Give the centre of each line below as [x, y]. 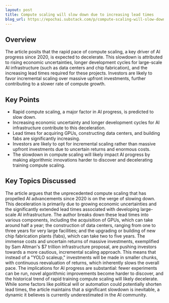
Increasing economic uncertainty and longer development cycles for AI [86, 122]
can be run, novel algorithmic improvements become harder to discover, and [84, 273]
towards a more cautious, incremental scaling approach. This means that [81, 252]
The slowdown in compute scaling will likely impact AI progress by [81, 155]
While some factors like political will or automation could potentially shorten [83, 284]
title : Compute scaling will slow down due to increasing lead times [80, 15]
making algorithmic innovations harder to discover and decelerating [82, 160]
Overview [21, 40]
